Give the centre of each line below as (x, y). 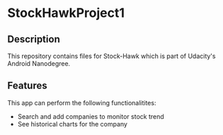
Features (27, 86)
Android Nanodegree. (39, 64)
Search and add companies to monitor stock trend (91, 116)
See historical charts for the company (72, 124)
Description (34, 39)
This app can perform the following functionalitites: (82, 102)
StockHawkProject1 (66, 13)
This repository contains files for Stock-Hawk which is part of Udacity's (111, 56)
